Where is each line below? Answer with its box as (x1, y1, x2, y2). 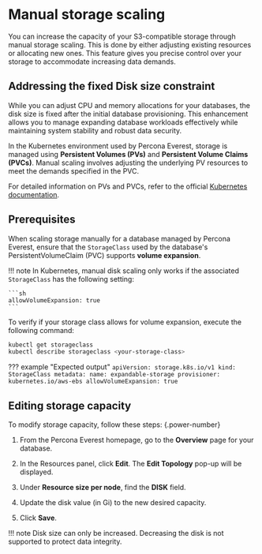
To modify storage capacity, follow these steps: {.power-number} (8, 420, 221, 429)
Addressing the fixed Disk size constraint (8, 80, 215, 93)
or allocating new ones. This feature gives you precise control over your (8, 48, 242, 58)
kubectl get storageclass (8, 341, 93, 349)
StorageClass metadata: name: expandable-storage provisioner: (8, 371, 221, 379)
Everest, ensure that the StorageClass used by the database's (8, 242, 208, 252)
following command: (8, 325, 75, 335)
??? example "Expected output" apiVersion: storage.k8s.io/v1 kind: (8, 362, 237, 372)
